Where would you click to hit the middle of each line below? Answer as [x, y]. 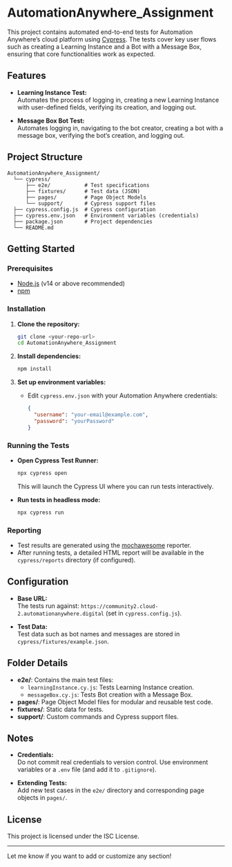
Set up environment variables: [61, 382]
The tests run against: [48, 606]
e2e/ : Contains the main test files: [65, 679]
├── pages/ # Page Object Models [86, 197]
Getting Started [41, 248]
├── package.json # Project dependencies [83, 222]
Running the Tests [38, 445]
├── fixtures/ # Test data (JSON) [83, 191]
